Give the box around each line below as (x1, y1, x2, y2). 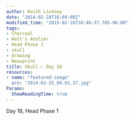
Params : (6, 86, 25, 92)
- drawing (6, 53, 31, 59)
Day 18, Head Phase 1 (6, 107, 59, 114)
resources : (6, 69, 33, 75)
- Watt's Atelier (6, 36, 49, 42)
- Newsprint (6, 58, 36, 64)
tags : (6, 25, 20, 31)
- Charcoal (6, 31, 33, 37)
